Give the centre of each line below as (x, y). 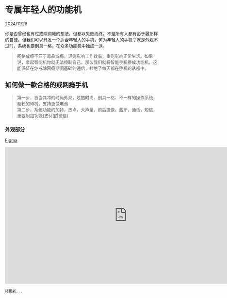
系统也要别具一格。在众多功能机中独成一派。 (62, 46)
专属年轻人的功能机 (43, 10)
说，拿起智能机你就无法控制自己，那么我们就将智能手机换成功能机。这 (87, 62)
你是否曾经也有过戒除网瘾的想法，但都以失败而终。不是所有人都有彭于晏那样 (81, 33)
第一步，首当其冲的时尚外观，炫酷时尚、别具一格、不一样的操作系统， (87, 97)
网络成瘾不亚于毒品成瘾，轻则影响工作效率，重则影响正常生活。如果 (85, 56)
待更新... (14, 291)
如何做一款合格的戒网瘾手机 (47, 85)
